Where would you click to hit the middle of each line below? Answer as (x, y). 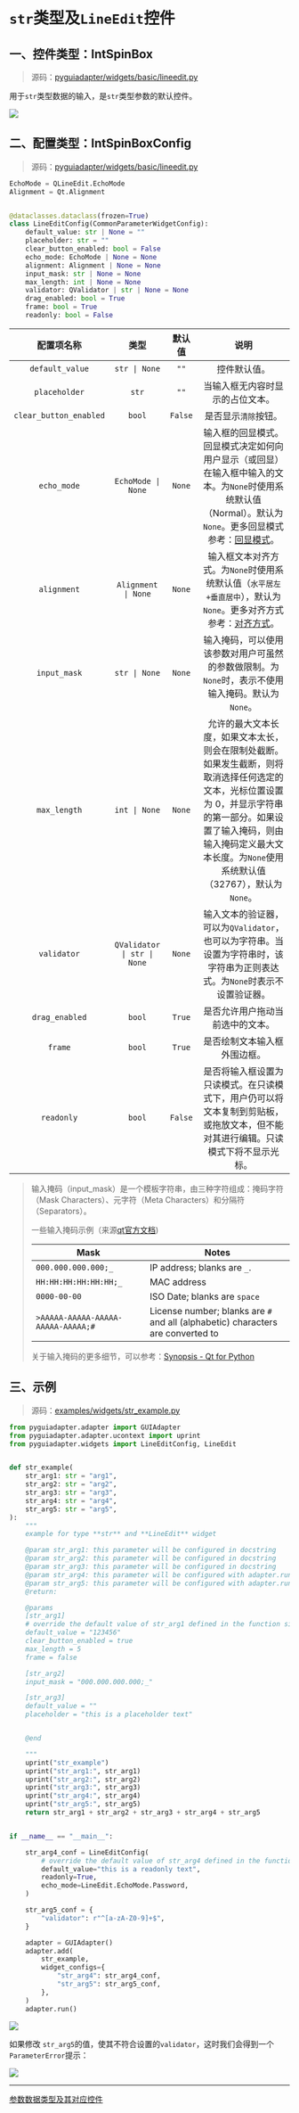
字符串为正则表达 (243, 967)
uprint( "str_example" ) (67, 1763)
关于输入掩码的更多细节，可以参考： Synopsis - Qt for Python (143, 1356)
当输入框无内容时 (239, 386)
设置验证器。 (243, 994)
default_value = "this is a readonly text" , (121, 1869)
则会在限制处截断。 (243, 750)
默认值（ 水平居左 (248, 583)
